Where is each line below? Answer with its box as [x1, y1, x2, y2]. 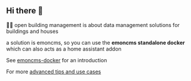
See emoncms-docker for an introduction [6, 56, 107, 63]
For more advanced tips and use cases [6, 68, 101, 75]
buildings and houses [6, 28, 59, 35]
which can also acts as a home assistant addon [6, 45, 122, 52]
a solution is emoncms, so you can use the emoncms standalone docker [6, 39, 185, 46]
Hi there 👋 [6, 6, 43, 16]
